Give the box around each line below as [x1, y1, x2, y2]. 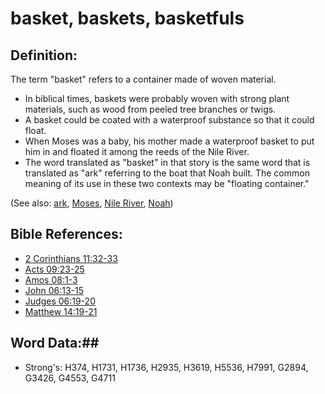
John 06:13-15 [24, 284, 84, 296]
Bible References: [10, 226, 123, 243]
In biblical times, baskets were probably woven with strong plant [24, 93, 290, 104]
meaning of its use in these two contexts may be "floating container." [24, 178, 310, 189]
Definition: [10, 47, 78, 64]
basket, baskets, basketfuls [10, 7, 245, 30]
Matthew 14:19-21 [24, 305, 98, 317]
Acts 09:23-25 [24, 263, 85, 275]
